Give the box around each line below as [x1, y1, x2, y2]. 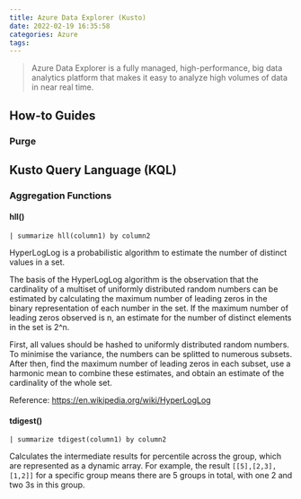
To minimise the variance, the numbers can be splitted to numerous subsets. [9, 349, 293, 360]
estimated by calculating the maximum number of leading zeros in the [9, 293, 268, 304]
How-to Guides [9, 108, 96, 123]
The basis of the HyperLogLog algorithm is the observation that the [9, 275, 259, 285]
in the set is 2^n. [9, 322, 70, 333]
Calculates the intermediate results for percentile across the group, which [9, 451, 281, 462]
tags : [9, 38, 30, 48]
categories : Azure [9, 30, 78, 39]
